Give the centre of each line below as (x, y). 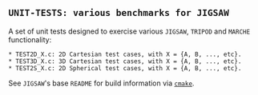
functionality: (30, 39)
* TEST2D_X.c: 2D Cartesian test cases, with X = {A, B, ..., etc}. (125, 54)
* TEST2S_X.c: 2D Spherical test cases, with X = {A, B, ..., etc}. (125, 68)
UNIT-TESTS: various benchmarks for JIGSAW (119, 13)
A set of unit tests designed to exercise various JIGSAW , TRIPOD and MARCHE (129, 31)
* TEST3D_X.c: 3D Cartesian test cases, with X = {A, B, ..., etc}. (125, 61)
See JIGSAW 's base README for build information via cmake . (101, 83)
